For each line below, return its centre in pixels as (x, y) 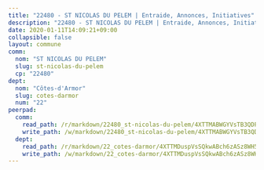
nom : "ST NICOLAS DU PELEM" (61, 60)
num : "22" (31, 103)
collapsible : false (40, 37)
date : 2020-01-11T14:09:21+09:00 (63, 30)
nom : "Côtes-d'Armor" (51, 88)
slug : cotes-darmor (47, 96)
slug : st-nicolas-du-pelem (59, 67)
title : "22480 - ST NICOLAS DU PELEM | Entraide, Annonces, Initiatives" (132, 15)
